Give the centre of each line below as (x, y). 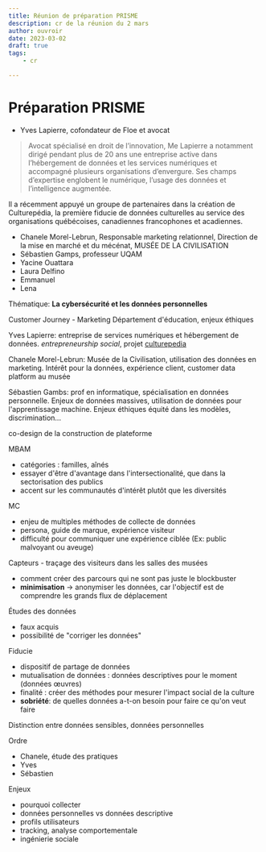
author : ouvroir (35, 31)
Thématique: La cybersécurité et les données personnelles (108, 304)
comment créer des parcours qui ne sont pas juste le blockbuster (128, 578)
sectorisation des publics (61, 481)
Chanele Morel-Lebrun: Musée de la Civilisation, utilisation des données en (133, 359)
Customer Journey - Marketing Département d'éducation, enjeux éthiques (131, 319)
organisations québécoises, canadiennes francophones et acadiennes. (126, 221)
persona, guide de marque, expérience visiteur (97, 530)
